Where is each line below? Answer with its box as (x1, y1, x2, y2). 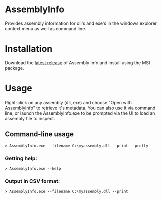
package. (5, 65, 24, 71)
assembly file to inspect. (5, 115, 56, 121)
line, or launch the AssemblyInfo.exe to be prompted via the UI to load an (5, 110, 155, 116)
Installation (5, 43, 53, 55)
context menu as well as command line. (5, 25, 86, 31)
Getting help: (5, 155, 37, 162)
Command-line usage (5, 130, 74, 139)
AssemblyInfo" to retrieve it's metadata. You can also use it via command (5, 105, 156, 111)
